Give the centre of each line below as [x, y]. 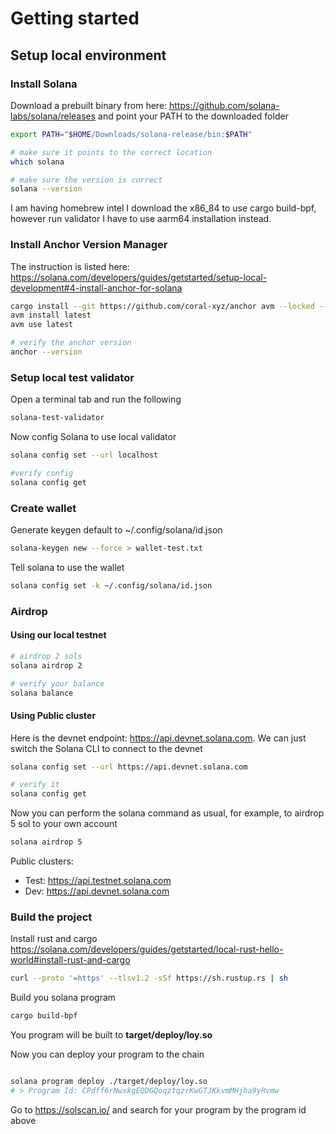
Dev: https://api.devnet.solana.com [97, 891]
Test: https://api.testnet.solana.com [98, 881]
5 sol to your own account [64, 824]
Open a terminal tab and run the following [96, 399]
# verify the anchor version [71, 343]
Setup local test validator [72, 377]
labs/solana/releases [53, 116]
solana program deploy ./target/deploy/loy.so [109, 1082]
